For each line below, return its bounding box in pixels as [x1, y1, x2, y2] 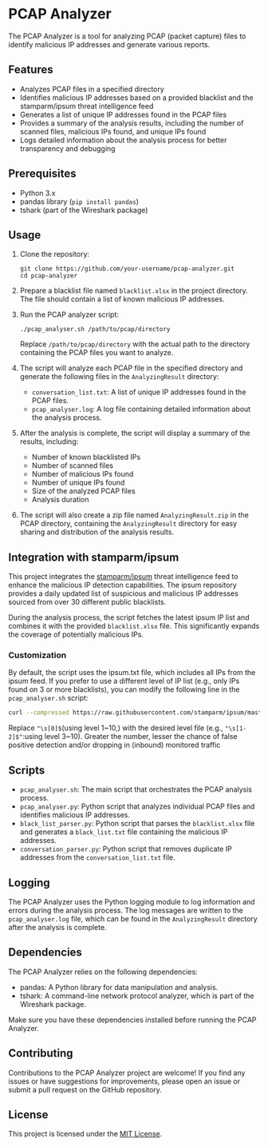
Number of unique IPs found [31, 477, 125, 488]
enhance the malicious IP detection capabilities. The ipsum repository [8, 581, 237, 590]
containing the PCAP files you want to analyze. [19, 348, 174, 357]
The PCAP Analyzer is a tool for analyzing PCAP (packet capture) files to [8, 31, 246, 41]
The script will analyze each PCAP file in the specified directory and [19, 363, 243, 373]
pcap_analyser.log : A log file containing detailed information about [31, 405, 251, 414]
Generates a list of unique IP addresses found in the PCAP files [19, 110, 227, 119]
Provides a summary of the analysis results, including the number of [19, 118, 244, 128]
